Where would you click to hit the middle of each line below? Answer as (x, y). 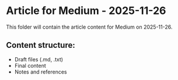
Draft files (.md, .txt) (39, 59)
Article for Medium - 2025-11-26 (86, 11)
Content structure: (41, 45)
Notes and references (41, 72)
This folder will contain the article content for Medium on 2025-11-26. (89, 27)
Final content (30, 65)
